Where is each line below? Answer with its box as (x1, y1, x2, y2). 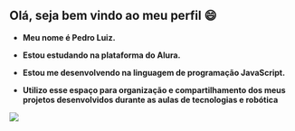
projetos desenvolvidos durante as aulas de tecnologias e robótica (22, 94, 279, 105)
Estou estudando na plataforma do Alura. (22, 50, 181, 61)
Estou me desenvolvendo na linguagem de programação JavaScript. (22, 67, 286, 78)
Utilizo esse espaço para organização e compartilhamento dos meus (22, 84, 287, 95)
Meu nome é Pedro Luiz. (22, 32, 116, 42)
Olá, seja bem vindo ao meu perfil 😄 (9, 8, 217, 23)
